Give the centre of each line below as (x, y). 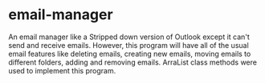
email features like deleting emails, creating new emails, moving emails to (130, 53)
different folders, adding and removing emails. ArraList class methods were (132, 62)
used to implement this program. (62, 70)
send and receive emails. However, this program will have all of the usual (128, 45)
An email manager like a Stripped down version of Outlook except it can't (129, 37)
